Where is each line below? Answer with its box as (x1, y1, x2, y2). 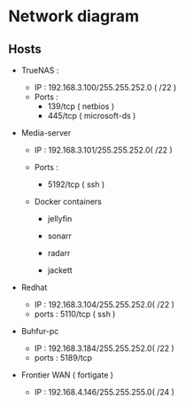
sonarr (47, 230, 73, 241)
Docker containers (34, 197, 103, 206)
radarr (47, 248, 71, 258)
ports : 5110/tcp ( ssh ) (34, 308, 116, 319)
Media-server (20, 128, 72, 138)
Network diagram (8, 6, 140, 27)
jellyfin (47, 214, 73, 223)
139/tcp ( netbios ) (47, 101, 115, 112)
